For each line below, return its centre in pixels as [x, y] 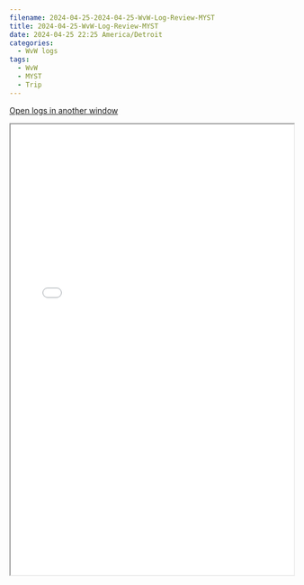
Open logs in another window [64, 110]
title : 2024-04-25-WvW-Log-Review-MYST [84, 26]
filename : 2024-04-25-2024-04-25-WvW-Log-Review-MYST [112, 18]
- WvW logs [38, 51]
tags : [19, 59]
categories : [31, 43]
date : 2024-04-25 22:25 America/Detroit [86, 34]
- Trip [30, 85]
